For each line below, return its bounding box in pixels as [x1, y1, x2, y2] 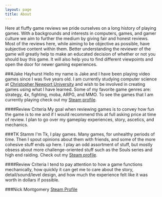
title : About [5, 12, 32, 17]
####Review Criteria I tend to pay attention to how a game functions [5, 161, 142, 167]
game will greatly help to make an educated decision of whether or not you [5, 51, 156, 57]
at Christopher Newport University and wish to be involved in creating [5, 81, 145, 87]
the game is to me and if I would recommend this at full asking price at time [5, 111, 156, 117]
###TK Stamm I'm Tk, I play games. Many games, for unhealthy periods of [5, 131, 155, 137]
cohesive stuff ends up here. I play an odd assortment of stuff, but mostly [5, 141, 153, 147]
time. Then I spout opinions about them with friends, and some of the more [5, 136, 156, 142]
